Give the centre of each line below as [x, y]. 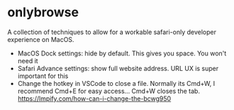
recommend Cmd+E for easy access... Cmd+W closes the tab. [109, 91]
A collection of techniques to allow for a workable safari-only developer [112, 32]
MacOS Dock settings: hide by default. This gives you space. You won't [122, 53]
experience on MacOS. [41, 39]
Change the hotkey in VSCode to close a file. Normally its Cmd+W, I [116, 83]
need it [28, 60]
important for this [43, 76]
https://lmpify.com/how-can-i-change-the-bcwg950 [94, 98]
